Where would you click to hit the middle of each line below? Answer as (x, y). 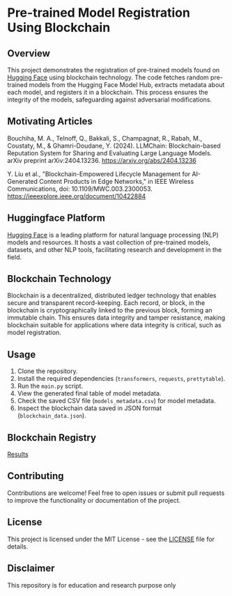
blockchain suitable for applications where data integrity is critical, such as (114, 325)
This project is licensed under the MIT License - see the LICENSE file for (111, 539)
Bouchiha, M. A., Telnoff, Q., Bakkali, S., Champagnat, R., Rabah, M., (105, 138)
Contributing (36, 476)
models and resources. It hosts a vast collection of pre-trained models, (109, 242)
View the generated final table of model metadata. (89, 393)
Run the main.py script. (50, 386)
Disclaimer (31, 568)
